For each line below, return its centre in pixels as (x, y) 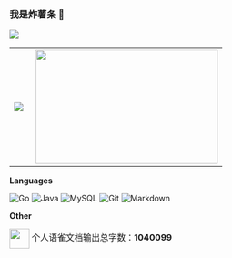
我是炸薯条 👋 (37, 14)
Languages (31, 181)
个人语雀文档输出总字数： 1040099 (102, 237)
